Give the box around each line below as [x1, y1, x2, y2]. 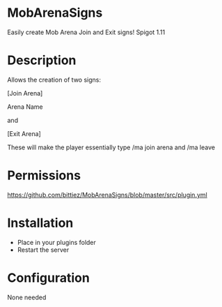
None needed [7, 293, 47, 301]
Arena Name [7, 103, 43, 111]
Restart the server [17, 246, 70, 254]
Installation [7, 215, 74, 231]
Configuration [7, 270, 90, 285]
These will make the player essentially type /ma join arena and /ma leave [7, 143, 216, 151]
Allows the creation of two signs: [7, 75, 101, 84]
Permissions [7, 167, 81, 184]
